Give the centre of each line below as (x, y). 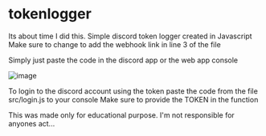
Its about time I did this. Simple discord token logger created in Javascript (130, 36)
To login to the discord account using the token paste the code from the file (133, 91)
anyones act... (32, 123)
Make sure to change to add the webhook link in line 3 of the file (115, 44)
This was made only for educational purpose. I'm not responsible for (121, 115)
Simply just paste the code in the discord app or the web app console (123, 60)
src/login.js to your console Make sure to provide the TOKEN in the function (133, 99)
